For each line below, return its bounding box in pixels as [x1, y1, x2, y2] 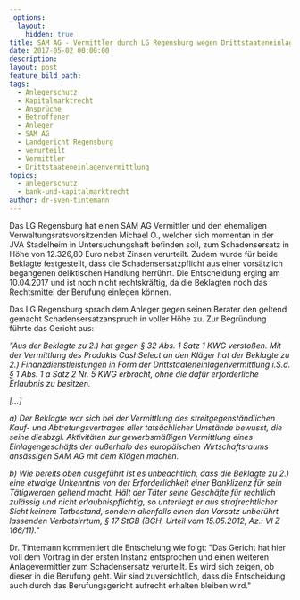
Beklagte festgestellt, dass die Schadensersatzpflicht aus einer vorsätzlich [9, 258, 284, 269]
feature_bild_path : [9, 71, 82, 80]
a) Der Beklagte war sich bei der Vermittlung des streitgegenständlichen [9, 412, 275, 423]
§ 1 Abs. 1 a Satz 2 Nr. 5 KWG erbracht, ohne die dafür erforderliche [9, 368, 259, 379]
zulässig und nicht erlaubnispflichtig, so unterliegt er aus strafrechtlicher [9, 496, 279, 507]
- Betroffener [17, 112, 70, 121]
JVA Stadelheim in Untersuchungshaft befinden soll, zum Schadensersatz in [9, 238, 290, 250]
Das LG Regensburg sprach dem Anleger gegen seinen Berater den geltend [9, 304, 287, 314]
